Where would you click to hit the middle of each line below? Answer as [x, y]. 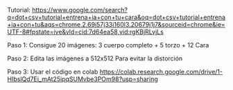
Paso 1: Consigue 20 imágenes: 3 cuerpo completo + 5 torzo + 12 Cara [108, 45]
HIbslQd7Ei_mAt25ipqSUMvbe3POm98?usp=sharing [83, 79]
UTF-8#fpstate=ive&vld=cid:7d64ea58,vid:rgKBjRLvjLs [86, 32]
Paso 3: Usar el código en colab [53, 72]
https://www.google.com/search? [80, 10]
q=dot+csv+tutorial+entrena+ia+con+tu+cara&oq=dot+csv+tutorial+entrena [116, 17]
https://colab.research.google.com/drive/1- [161, 72]
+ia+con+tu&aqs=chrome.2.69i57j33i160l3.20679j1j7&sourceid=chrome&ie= [116, 24]
